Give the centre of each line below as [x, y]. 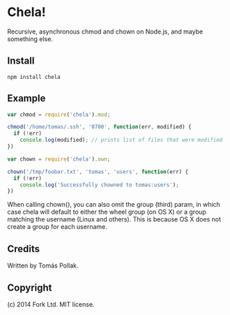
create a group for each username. [58, 227]
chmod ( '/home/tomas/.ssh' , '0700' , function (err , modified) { [99, 127]
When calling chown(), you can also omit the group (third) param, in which [114, 205]
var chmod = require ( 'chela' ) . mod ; [59, 115]
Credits [24, 249]
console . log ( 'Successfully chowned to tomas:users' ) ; [99, 185]
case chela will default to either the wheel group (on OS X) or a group [107, 212]
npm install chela [34, 77]
